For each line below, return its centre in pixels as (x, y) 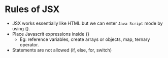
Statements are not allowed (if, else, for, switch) (62, 50)
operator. (29, 44)
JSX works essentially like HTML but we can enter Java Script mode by (87, 23)
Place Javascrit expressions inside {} (51, 34)
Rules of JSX (32, 9)
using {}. (21, 28)
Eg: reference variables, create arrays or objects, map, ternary (85, 39)
